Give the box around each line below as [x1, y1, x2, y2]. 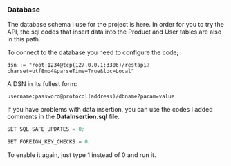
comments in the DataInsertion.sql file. [7, 112, 120, 121]
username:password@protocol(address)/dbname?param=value [7, 93, 175, 101]
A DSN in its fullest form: [7, 80, 77, 88]
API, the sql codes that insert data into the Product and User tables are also [7, 28, 222, 36]
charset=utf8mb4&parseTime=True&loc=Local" [7, 68, 135, 75]
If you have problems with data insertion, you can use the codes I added [7, 105, 213, 114]
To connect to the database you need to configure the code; [7, 48, 179, 56]
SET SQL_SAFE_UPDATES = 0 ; [7, 126, 85, 133]
